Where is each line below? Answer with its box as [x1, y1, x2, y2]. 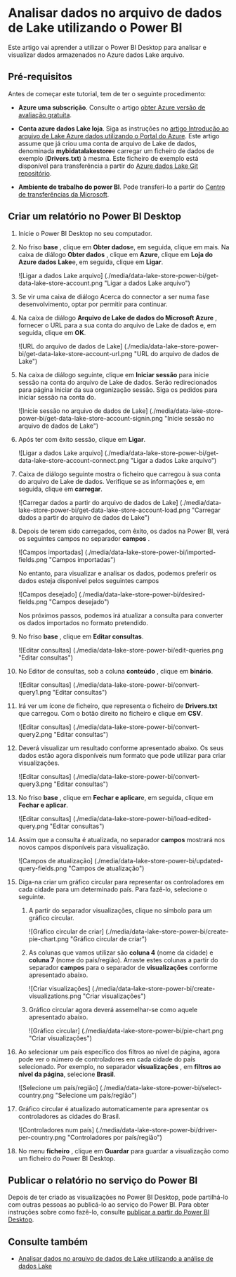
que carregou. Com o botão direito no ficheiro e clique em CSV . [18, 709, 203, 717]
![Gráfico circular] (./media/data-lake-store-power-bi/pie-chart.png [28, 1026, 223, 1035]
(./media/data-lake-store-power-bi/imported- [84, 548, 216, 556]
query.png [18, 822, 48, 830]
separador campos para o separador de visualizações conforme [28, 963, 218, 971]
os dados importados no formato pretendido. [18, 618, 148, 627]
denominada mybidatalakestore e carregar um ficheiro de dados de [18, 146, 215, 155]
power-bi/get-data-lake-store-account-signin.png [18, 414, 164, 422]
